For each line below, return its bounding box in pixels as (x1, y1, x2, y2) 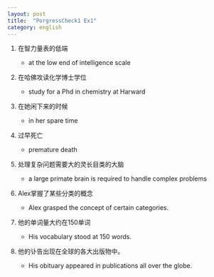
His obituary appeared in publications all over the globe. (28, 261, 193, 270)
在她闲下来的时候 (17, 102, 68, 111)
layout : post (7, 10, 46, 18)
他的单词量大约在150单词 (17, 218, 91, 227)
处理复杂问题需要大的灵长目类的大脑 (17, 160, 124, 168)
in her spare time (28, 116, 78, 125)
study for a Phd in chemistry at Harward (28, 87, 146, 96)
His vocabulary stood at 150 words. (28, 233, 132, 241)
